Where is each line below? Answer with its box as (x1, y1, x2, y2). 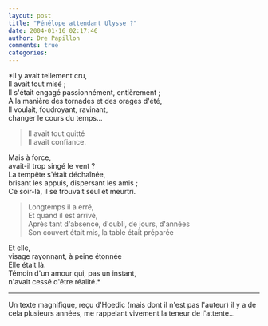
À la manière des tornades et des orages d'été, (8, 97, 163, 105)
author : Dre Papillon (8, 34, 81, 42)
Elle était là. (8, 260, 46, 269)
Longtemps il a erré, (27, 202, 94, 212)
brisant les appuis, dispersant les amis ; (8, 178, 138, 188)
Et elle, (8, 243, 31, 252)
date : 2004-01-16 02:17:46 (8, 26, 98, 34)
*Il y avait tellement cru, (8, 71, 88, 80)
